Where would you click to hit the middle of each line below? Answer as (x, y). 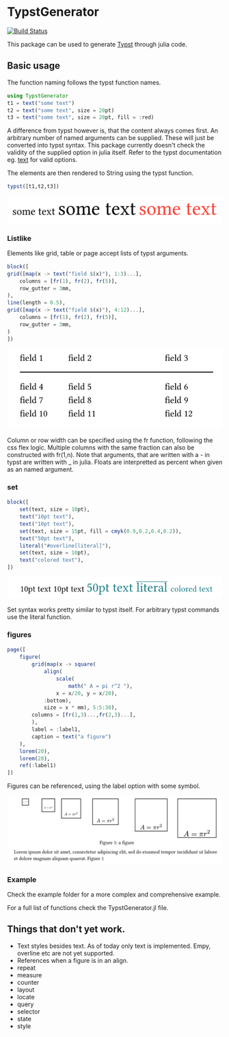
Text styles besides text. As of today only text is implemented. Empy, (114, 946)
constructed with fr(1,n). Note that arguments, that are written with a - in (108, 455)
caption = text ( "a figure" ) (71, 736)
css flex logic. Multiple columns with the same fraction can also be (101, 447)
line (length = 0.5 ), (37, 303)
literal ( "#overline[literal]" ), (65, 546)
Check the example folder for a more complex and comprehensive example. (114, 894)
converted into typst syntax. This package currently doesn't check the (106, 145)
